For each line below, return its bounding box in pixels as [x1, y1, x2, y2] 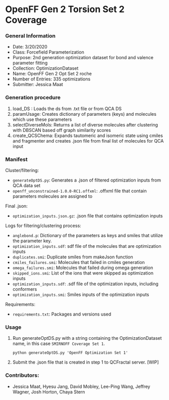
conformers [12, 286, 37, 292]
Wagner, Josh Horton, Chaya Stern [12, 388, 85, 395]
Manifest [5, 156, 28, 163]
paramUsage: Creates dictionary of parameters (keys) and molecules [12, 111, 156, 117]
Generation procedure [5, 94, 61, 101]
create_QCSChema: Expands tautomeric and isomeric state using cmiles [12, 132, 163, 139]
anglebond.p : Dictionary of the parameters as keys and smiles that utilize [12, 233, 163, 239]
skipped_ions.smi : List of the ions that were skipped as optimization [12, 270, 154, 276]
